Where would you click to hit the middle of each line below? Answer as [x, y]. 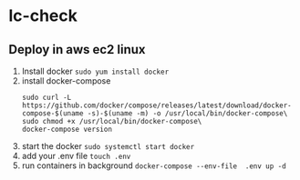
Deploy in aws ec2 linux [78, 50]
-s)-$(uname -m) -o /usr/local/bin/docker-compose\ [187, 114]
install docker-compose [66, 81]
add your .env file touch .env [76, 156]
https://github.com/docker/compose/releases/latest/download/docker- [157, 105]
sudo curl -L [47, 97]
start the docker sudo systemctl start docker [108, 146]
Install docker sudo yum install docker [95, 71]
